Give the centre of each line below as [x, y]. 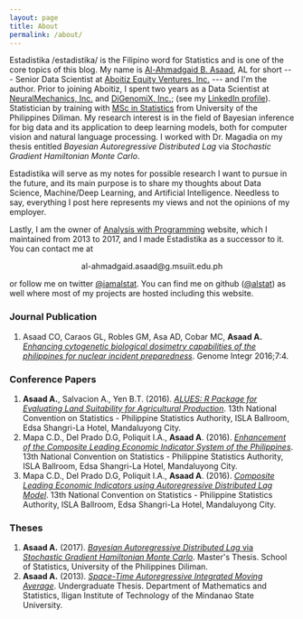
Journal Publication [53, 317]
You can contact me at [51, 249]
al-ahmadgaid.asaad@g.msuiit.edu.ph [152, 267]
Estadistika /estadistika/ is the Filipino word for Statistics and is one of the [147, 61]
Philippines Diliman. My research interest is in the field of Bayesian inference [152, 117]
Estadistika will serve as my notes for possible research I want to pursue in [148, 174]
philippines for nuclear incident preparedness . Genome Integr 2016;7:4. [156, 356]
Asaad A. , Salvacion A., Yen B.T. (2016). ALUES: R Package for [140, 399]
